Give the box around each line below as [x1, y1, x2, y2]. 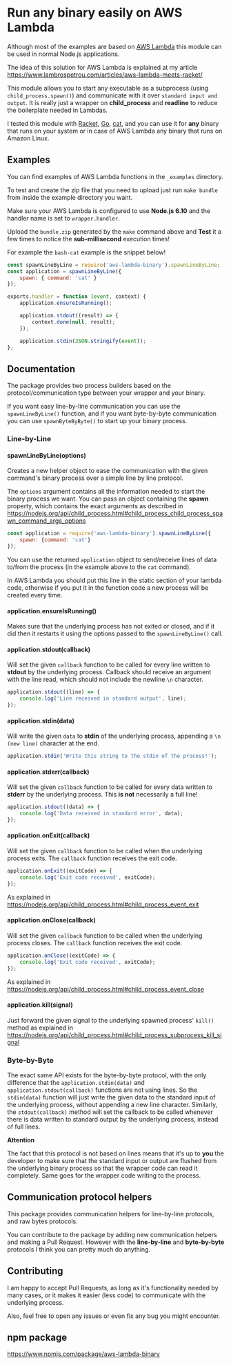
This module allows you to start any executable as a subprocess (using [7, 84, 209, 92]
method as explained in [7, 1023, 74, 1032]
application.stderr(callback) [7, 768, 90, 776]
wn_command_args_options [7, 517, 86, 525]
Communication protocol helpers [7, 1191, 152, 1203]
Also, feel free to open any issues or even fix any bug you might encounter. [7, 1312, 221, 1320]
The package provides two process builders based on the [7, 382, 171, 390]
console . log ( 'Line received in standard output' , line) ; [19, 695, 187, 703]
